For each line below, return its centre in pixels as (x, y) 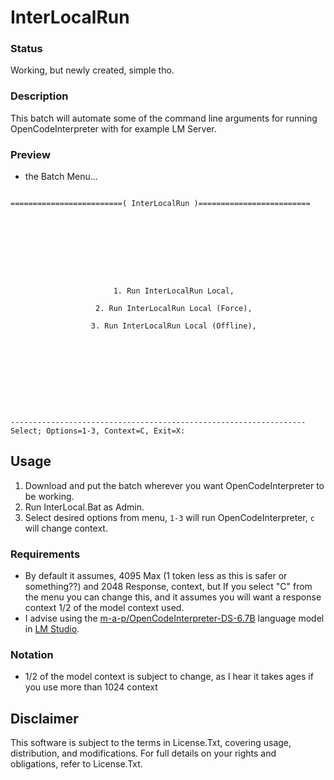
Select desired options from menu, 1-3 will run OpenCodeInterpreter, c (169, 517)
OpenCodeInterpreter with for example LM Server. (113, 128)
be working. (49, 496)
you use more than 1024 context (91, 687)
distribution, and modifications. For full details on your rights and (143, 753)
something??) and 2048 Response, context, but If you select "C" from (168, 587)
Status (26, 49)
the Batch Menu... (61, 177)
